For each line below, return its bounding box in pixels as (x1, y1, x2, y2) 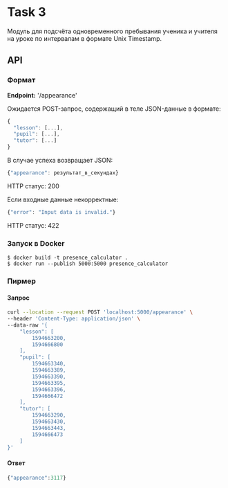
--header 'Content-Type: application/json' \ (7, 316, 140, 323)
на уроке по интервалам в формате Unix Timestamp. (7, 34, 162, 42)
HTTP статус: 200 (7, 181, 60, 190)
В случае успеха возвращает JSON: (7, 156, 113, 164)
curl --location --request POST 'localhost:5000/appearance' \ (7, 309, 193, 316)
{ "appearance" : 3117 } (7, 474, 67, 481)
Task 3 (7, 4, 46, 20)
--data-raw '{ (7, 321, 48, 329)
